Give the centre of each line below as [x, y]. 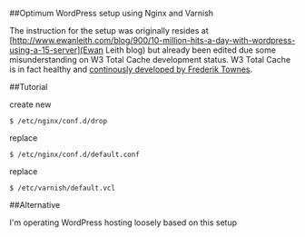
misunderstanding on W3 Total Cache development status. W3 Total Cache [150, 59]
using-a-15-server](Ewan [57, 50]
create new [30, 104]
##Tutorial [29, 87]
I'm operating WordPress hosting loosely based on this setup [123, 222]
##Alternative [35, 205]
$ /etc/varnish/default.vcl [63, 188]
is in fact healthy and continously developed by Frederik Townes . [131, 69]
